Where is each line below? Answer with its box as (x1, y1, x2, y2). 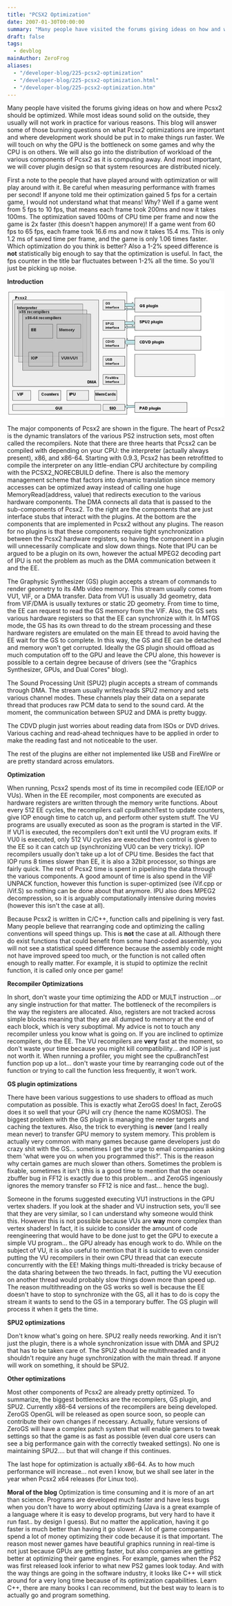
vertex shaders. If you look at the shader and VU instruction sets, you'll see (7, 1202, 221, 1211)
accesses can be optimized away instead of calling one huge (7, 483, 181, 492)
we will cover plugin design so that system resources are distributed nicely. (7, 162, 222, 171)
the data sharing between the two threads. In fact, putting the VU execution (7, 1269, 222, 1277)
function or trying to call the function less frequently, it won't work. (7, 1067, 197, 1075)
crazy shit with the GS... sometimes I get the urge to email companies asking (7, 1145, 225, 1153)
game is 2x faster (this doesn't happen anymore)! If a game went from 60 (7, 220, 216, 228)
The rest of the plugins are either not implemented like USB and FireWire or (7, 750, 221, 758)
